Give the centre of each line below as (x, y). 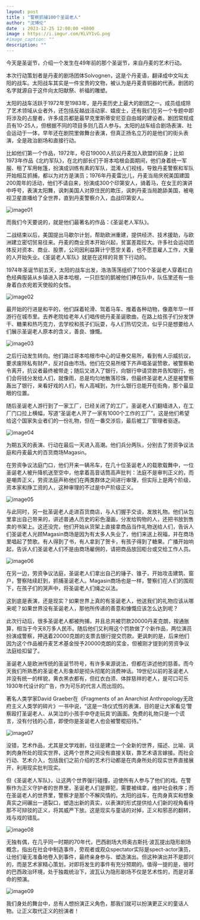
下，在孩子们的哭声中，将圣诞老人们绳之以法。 (63, 588)
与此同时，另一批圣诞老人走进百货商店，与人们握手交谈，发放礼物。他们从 (97, 512)
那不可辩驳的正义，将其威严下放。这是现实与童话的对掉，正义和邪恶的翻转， (100, 810)
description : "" (26, 45)
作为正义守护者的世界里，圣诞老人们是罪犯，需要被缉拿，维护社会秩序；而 (102, 787)
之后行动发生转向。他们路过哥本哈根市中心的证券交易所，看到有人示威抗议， (100, 355)
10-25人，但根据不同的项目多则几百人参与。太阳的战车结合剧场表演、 (102, 125)
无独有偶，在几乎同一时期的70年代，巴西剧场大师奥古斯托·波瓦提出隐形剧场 (99, 842)
